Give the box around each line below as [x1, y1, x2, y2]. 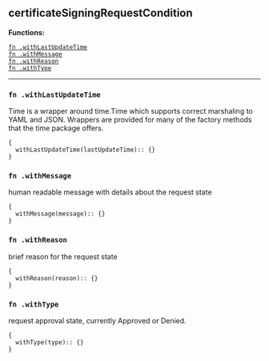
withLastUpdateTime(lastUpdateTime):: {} [15, 146, 156, 154]
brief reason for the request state [8, 251, 118, 261]
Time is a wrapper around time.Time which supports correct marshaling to [8, 106, 254, 116]
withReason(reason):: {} [15, 274, 98, 283]
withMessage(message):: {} [15, 210, 106, 219]
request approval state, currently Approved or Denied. [8, 316, 187, 325]
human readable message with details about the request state [8, 187, 212, 197]
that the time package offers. [8, 123, 104, 133]
